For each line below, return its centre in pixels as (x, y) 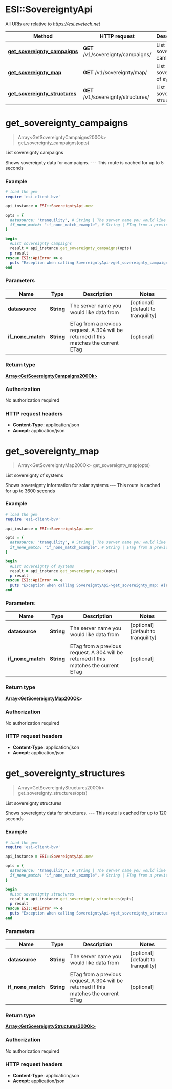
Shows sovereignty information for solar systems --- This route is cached (83, 485)
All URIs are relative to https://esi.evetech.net (53, 24)
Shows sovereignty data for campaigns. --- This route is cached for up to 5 (84, 162)
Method (43, 36)
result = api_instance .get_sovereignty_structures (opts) (72, 899)
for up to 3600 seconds (30, 491)
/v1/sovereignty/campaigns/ (117, 54)
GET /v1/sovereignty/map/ (115, 72)
